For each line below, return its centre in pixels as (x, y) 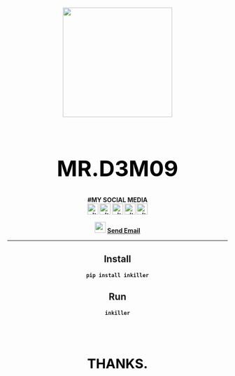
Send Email (124, 231)
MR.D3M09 (117, 168)
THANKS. (117, 363)
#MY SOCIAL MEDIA (117, 200)
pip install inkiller (117, 275)
